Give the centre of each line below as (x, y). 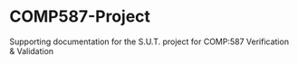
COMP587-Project (80, 17)
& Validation (32, 50)
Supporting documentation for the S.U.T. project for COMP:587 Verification (149, 41)
